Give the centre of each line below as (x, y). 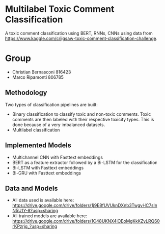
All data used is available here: (43, 200)
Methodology (26, 93)
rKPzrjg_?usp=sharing (35, 226)
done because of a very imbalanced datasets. (58, 125)
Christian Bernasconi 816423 (41, 72)
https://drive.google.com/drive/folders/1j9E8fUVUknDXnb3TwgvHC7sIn (85, 205)
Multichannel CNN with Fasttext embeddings (57, 157)
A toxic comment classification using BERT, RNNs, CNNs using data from (79, 33)
